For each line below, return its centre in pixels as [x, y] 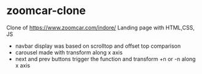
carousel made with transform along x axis [69, 52]
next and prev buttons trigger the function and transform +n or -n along [105, 59]
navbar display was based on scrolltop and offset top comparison [98, 46]
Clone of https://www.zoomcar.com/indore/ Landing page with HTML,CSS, [100, 28]
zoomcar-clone [46, 11]
